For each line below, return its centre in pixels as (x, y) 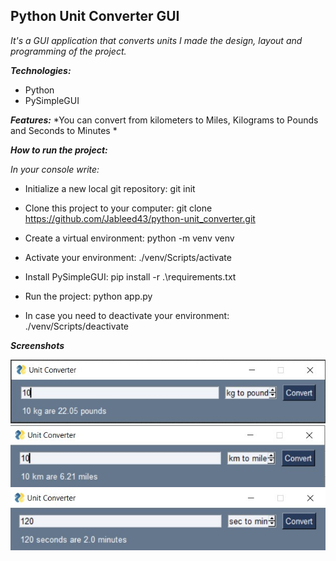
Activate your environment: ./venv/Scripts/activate (128, 257)
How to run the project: (59, 150)
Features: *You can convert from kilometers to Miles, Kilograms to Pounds (164, 120)
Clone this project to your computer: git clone (118, 208)
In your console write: (55, 169)
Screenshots (37, 345)
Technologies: (41, 70)
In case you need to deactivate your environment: (127, 315)
